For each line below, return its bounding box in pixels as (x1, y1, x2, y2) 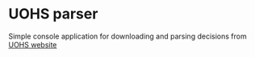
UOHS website (8, 39, 57, 49)
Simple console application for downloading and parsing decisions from (8, 31, 248, 41)
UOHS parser (8, 5, 98, 23)
